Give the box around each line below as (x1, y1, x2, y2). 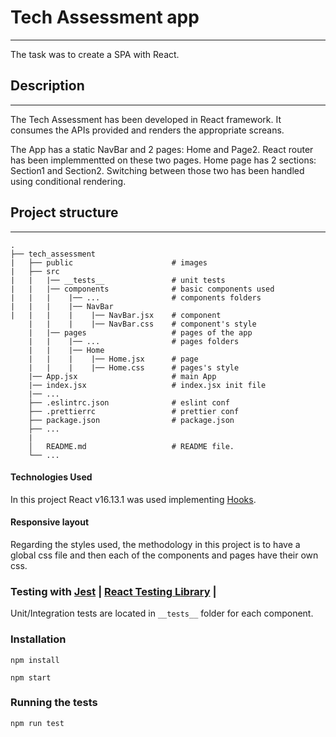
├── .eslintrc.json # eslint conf (28, 397, 230, 408)
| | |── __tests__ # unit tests (10, 275, 226, 285)
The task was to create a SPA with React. (10, 48, 180, 60)
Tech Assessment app (10, 6, 200, 29)
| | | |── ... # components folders (10, 292, 262, 303)
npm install (10, 655, 60, 665)
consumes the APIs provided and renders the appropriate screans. (10, 124, 285, 136)
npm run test (10, 718, 65, 728)
